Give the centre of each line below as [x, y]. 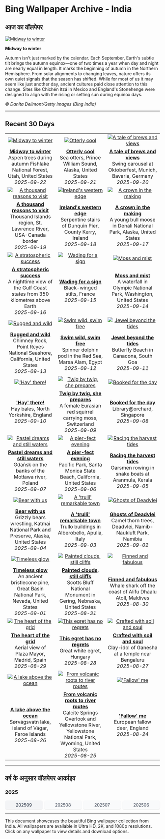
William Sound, [80, 164]
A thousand [30, 204]
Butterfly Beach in [133, 350]
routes [80, 706]
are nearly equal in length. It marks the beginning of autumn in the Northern [82, 68]
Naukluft [126, 532]
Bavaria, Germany [133, 176]
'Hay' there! [30, 402]
